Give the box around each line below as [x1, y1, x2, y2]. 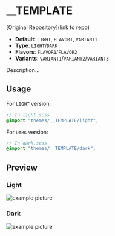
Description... [6, 66, 40, 73]
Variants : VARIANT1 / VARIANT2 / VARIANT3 [15, 54, 109, 62]
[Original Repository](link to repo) [6, 24, 90, 31]
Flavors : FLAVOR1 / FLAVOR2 [15, 48, 77, 55]
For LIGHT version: [6, 100, 51, 107]
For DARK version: [6, 128, 48, 136]
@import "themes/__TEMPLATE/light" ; [6, 117, 99, 123]
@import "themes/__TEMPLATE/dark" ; [6, 146, 96, 152]
